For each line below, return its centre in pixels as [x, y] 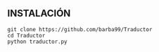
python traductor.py [38, 42]
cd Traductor [26, 35]
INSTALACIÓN [39, 14]
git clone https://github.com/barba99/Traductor [80, 29]
